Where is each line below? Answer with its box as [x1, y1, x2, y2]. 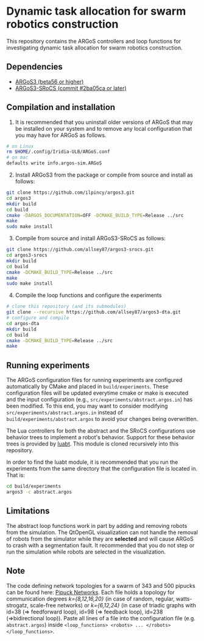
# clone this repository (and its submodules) [6, 304, 127, 310]
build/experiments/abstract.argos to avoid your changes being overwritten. [6, 416, 199, 423]
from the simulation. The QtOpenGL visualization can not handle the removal [6, 529, 198, 536]
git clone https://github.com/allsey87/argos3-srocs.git [6, 246, 154, 253]
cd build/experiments [6, 483, 62, 489]
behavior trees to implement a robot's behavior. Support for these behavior [6, 434, 194, 441]
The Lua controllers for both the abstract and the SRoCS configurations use [6, 427, 196, 434]
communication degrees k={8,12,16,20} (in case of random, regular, [6, 595, 175, 603]
